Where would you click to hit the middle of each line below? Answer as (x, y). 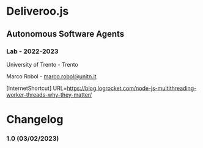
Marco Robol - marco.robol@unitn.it (51, 76)
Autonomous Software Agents (65, 34)
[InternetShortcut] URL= (37, 88)
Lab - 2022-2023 (32, 51)
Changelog (35, 120)
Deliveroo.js (38, 11)
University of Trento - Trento (42, 64)
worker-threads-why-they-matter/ (49, 94)
